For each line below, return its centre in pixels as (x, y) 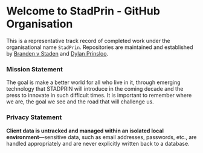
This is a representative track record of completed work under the (88, 41)
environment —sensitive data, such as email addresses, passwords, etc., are (101, 137)
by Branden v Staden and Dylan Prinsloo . (57, 53)
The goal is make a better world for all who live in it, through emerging (93, 82)
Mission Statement (35, 69)
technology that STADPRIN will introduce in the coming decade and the (95, 89)
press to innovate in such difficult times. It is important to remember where (99, 96)
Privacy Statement (34, 117)
